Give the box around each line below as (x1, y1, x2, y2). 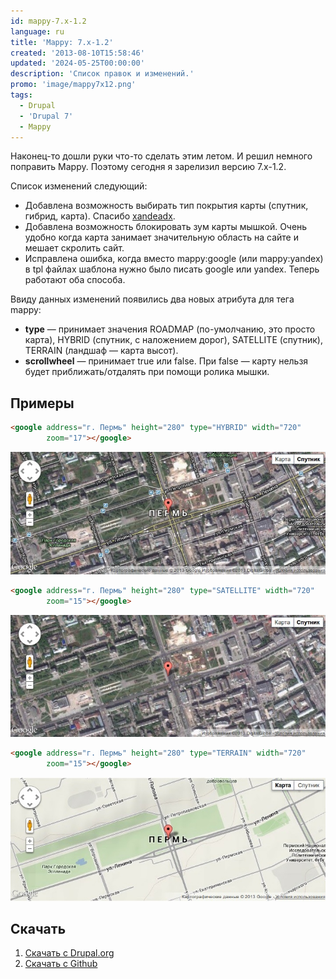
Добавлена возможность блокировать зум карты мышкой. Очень (24, 221, 308, 233)
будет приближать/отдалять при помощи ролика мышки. (24, 366, 270, 378)
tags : (10, 90, 33, 100)
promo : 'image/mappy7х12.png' (10, 80, 137, 90)
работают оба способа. (24, 274, 126, 286)
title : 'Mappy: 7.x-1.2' (10, 37, 114, 47)
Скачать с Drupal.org (24, 947, 115, 959)
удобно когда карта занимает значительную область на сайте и (24, 231, 299, 244)
